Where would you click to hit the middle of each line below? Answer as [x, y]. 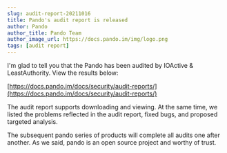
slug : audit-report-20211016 [49, 13]
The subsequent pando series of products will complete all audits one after [114, 135]
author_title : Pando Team [44, 33]
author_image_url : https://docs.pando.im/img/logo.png [88, 39]
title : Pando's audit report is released [68, 20]
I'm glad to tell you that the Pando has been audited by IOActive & [100, 65]
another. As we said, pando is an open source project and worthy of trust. [112, 142]
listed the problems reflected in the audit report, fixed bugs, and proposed [112, 114]
